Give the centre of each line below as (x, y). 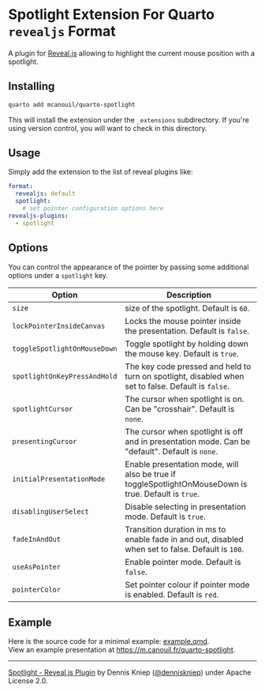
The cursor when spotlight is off (184, 431)
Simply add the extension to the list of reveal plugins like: (101, 172)
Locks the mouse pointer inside (183, 321)
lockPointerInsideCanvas (59, 326)
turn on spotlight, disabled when (185, 376)
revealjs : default (46, 194)
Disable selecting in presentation (185, 506)
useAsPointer (37, 567)
